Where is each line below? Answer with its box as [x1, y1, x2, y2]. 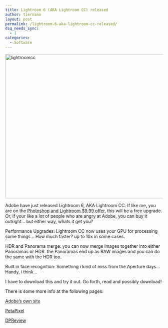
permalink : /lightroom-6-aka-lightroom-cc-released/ [5, 21, 117, 27]
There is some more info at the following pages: [5, 288, 103, 294]
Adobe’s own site [5, 298, 41, 304]
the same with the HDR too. [5, 254, 61, 260]
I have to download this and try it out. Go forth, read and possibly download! [5, 278, 162, 284]
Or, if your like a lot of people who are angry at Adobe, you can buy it [5, 213, 147, 219]
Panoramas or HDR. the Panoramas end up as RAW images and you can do [5, 248, 160, 254]
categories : [5, 36, 30, 41]
